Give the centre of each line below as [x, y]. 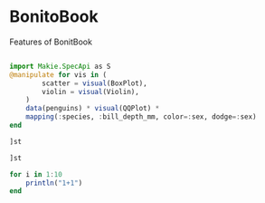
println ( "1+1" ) [54, 183]
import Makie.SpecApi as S [60, 66]
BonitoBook [54, 17]
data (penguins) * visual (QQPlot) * [93, 109]
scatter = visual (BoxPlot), [95, 83]
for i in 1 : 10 [36, 174]
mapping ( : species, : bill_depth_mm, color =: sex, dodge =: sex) [141, 117]
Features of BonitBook [51, 42]
